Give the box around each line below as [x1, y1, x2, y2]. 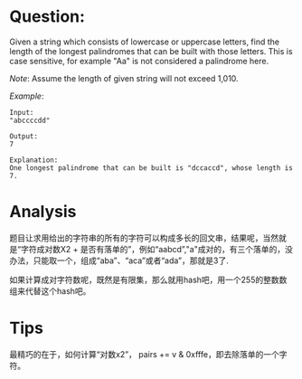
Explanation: [9, 156, 59, 165]
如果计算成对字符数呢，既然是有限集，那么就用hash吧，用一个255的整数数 [9, 274, 288, 285]
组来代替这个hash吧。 [9, 285, 91, 296]
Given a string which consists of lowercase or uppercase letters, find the [9, 36, 280, 47]
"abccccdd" [9, 116, 51, 125]
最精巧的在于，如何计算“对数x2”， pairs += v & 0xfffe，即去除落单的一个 [9, 348, 280, 359]
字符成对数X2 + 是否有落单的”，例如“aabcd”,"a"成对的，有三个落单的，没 [21, 243, 294, 254]
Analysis [9, 202, 77, 223]
